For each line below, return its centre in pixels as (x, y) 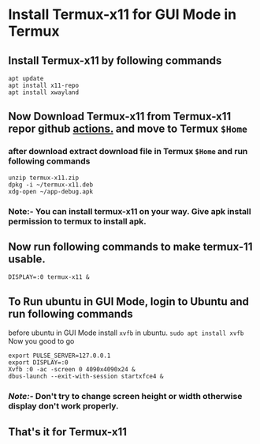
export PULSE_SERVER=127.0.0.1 (59, 356)
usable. (27, 259)
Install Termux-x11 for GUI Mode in (123, 15)
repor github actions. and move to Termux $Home (128, 129)
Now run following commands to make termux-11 (130, 247)
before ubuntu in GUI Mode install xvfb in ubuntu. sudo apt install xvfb (126, 333)
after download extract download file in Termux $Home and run (128, 152)
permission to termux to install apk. (78, 221)
